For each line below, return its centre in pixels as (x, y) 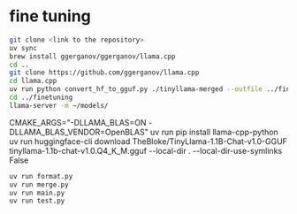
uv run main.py (37, 193)
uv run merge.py (39, 184)
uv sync (23, 48)
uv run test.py (37, 201)
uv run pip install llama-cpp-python (214, 132)
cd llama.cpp (33, 81)
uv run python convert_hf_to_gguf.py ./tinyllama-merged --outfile (136, 89)
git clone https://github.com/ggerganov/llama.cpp (104, 73)
